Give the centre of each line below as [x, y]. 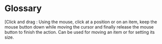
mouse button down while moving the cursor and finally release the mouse [79, 27]
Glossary [23, 8]
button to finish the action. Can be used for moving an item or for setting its [80, 32]
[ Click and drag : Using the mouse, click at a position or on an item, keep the [81, 22]
